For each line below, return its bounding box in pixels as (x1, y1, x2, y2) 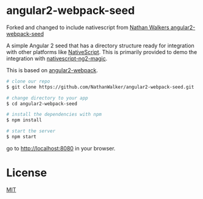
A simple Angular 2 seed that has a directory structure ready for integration (6, 42, 194, 49)
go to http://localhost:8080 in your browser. (6, 144, 115, 152)
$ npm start (6, 134, 36, 140)
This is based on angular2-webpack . (6, 66, 98, 73)
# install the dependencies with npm (6, 112, 102, 118)
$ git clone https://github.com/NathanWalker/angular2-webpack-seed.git (6, 84, 194, 90)
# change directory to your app (6, 95, 88, 101)
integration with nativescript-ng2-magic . (6, 55, 108, 62)
